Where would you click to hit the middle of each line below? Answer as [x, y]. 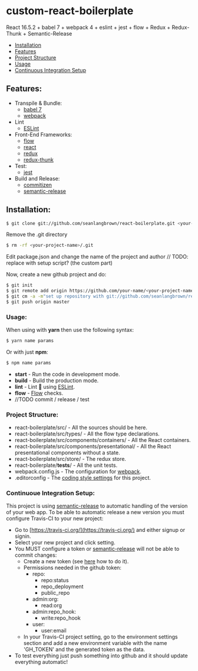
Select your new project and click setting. [65, 543]
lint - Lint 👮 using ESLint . [45, 386]
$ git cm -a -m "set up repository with [55, 296]
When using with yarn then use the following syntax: [70, 330]
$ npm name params [29, 363]
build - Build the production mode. [57, 380]
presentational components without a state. [67, 453]
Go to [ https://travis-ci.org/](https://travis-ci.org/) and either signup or [100, 530]
